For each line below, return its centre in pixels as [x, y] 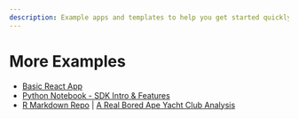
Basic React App [52, 86]
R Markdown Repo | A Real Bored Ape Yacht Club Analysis [129, 105]
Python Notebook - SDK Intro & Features [96, 95]
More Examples [67, 61]
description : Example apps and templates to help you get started [134, 17]
